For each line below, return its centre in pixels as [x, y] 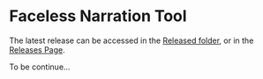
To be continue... [40, 67]
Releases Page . [37, 49]
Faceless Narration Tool [98, 16]
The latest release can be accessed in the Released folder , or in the [131, 40]
